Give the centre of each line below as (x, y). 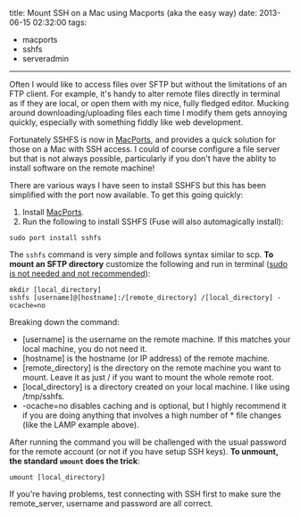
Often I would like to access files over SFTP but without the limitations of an (148, 84)
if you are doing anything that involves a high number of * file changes (152, 415)
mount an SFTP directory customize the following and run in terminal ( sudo (149, 264)
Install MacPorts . (53, 212)
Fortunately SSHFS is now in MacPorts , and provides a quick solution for (143, 139)
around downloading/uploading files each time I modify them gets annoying (148, 113)
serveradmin (46, 58)
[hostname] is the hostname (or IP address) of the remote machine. (146, 358)
